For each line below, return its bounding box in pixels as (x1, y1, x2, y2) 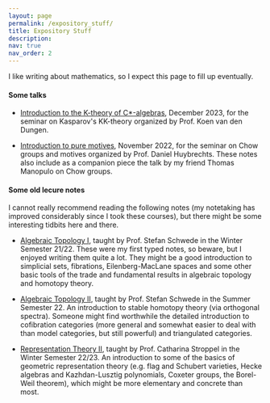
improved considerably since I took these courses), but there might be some (8, 212, 262, 221)
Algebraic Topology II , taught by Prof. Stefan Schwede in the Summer (19, 294, 251, 304)
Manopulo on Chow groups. (19, 166, 113, 176)
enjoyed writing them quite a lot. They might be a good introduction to (19, 253, 252, 262)
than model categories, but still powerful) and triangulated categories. (19, 329, 252, 338)
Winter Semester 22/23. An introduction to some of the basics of (19, 353, 235, 363)
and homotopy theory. (19, 279, 94, 288)
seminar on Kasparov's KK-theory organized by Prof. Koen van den (19, 116, 243, 126)
